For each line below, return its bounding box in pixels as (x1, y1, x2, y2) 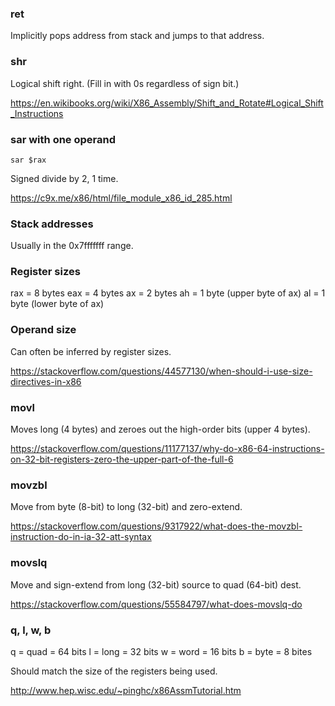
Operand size (10, 323, 77, 337)
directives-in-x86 (10, 375, 82, 387)
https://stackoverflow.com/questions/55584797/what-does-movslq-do (10, 598, 303, 610)
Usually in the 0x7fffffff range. (10, 240, 134, 252)
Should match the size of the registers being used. (10, 665, 218, 677)
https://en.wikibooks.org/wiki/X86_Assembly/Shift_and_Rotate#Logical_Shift (10, 97, 324, 109)
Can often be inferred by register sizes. (10, 345, 172, 357)
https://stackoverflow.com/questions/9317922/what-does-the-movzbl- (10, 520, 303, 532)
